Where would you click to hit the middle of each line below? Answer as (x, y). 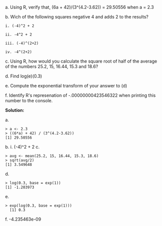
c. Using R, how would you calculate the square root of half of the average (81, 61)
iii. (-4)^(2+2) (22, 43)
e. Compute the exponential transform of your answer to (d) (66, 86)
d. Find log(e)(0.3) (24, 76)
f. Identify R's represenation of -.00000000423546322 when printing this (81, 95)
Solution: (15, 110)
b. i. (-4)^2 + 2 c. (22, 147)
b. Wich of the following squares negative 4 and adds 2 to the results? (77, 17)
